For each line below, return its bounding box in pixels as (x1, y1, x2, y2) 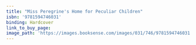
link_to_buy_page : (6, 25, 51, 31)
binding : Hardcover (6, 19, 54, 25)
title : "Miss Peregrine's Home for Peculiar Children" (6, 8, 143, 15)
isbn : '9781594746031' (6, 14, 62, 20)
